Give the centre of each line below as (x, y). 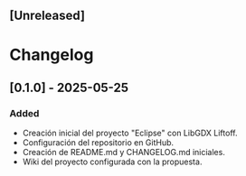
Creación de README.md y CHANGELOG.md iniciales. (124, 153)
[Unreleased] (47, 16)
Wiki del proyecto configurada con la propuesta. (112, 162)
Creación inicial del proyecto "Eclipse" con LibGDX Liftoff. (130, 133)
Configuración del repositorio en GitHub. (98, 143)
